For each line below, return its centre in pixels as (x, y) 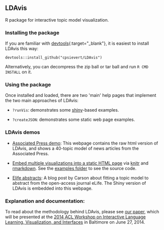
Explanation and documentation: (45, 201)
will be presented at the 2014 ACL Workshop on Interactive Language (76, 217)
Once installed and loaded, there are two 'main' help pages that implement (81, 95)
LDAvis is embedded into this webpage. (52, 188)
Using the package (28, 85)
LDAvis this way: (22, 49)
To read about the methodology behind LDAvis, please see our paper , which (82, 212)
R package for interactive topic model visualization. (57, 20)
